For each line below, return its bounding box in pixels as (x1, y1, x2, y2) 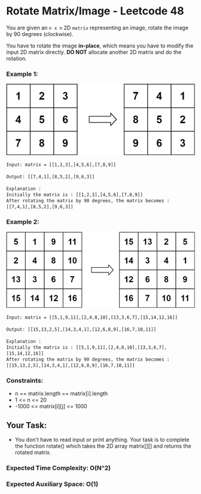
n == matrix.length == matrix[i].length (14, 390, 108, 397)
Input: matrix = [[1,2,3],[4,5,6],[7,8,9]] (6, 162, 117, 168)
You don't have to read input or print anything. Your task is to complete (14, 436, 190, 443)
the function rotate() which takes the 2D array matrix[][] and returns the (14, 442, 191, 450)
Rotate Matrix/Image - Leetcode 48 (6, 4, 184, 18)
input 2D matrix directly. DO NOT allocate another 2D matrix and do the (6, 48, 182, 55)
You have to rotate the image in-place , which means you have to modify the (6, 42, 194, 49)
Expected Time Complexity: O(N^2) (6, 463, 111, 472)
